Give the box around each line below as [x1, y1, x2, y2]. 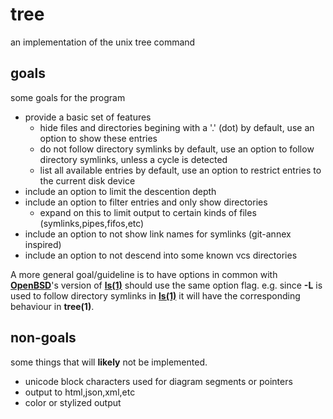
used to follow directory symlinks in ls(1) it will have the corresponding [10, 289, 301, 302]
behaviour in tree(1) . [10, 300, 95, 312]
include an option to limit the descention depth [24, 185, 217, 197]
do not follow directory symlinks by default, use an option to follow [39, 143, 315, 155]
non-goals [10, 329, 77, 347]
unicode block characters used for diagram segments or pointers [24, 375, 293, 387]
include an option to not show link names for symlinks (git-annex [24, 228, 292, 240]
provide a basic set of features [24, 111, 152, 123]
